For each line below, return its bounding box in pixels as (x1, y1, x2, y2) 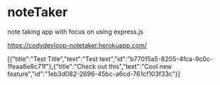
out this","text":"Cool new (97, 62, 172, 70)
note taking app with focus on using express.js (7, 27, 144, 36)
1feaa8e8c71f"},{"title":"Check (7, 62, 97, 70)
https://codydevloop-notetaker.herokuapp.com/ (7, 41, 148, 49)
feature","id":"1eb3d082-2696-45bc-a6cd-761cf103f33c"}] (7, 70, 181, 78)
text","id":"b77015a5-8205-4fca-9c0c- (99, 54, 214, 63)
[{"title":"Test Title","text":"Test (7, 54, 98, 63)
